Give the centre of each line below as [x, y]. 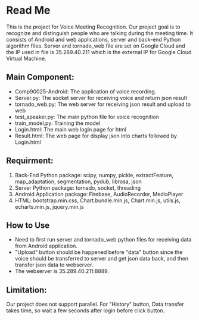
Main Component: [40, 77]
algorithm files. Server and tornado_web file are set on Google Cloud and [96, 46]
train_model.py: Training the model [57, 123]
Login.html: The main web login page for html [71, 129]
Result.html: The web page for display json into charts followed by [96, 136]
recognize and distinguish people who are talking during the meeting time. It [100, 33]
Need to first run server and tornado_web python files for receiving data [103, 240]
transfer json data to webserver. [54, 265]
